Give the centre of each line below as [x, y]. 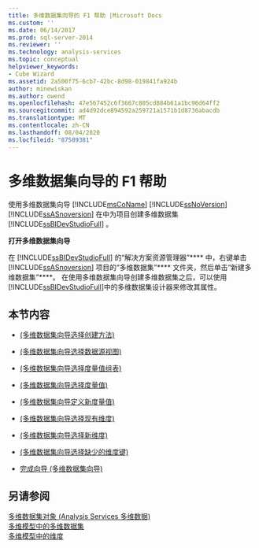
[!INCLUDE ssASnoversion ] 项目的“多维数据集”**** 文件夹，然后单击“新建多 [130, 268]
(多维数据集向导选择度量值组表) [70, 368]
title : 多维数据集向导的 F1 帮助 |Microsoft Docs [85, 15]
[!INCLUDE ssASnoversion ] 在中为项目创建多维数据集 [93, 214]
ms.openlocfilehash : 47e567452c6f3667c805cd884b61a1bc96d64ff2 [114, 103]
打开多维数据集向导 [39, 241]
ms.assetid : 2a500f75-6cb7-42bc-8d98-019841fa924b [93, 81]
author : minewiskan [40, 89]
